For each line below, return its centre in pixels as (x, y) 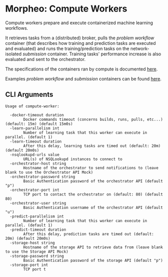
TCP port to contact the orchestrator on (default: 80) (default (93, 194)
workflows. (17, 28)
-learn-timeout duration (36, 142)
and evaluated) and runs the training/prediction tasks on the (67, 48)
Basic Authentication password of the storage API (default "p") (93, 260)
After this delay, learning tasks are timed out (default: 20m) (92, 146)
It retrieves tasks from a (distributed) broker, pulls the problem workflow (80, 38)
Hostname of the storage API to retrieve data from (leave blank (93, 247)
